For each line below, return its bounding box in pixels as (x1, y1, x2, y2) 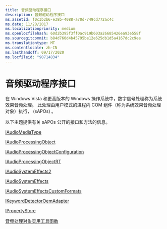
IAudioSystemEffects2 (5, 168, 51, 175)
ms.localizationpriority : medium (5, 26, 76, 31)
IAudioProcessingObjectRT (5, 159, 62, 165)
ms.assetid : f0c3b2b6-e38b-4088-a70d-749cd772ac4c (5, 17, 114, 22)
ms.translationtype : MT (5, 41, 55, 46)
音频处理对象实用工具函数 (5, 218, 59, 224)
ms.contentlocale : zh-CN (5, 45, 58, 50)
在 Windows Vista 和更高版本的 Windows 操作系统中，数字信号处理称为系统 (5, 96, 162, 102)
